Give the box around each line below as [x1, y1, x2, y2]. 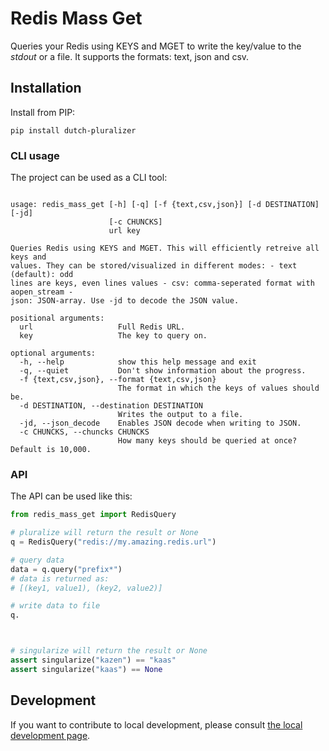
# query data [10, 555, 65, 565]
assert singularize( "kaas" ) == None [10, 664, 163, 674]
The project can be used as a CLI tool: [10, 172, 168, 184]
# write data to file [10, 601, 101, 611]
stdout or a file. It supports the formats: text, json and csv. [10, 50, 250, 62]
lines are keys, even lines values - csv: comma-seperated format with [10, 278, 315, 289]
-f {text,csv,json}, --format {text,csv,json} [19, 375, 217, 385]
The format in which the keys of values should [117, 383, 320, 394]
